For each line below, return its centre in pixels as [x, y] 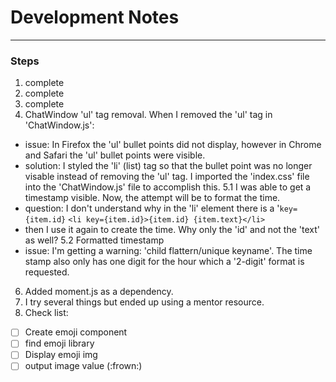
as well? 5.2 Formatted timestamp [94, 240]
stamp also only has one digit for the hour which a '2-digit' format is [164, 262]
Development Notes [95, 17]
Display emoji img [61, 355]
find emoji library [59, 343]
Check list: [46, 313]
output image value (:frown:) [83, 366]
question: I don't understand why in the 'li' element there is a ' [152, 208]
